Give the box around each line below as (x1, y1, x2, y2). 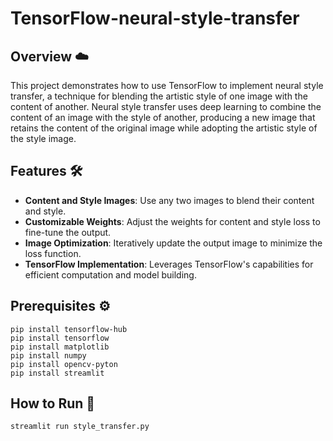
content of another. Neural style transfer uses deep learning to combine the (10, 101, 322, 112)
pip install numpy (10, 350, 87, 361)
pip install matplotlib (10, 342, 110, 352)
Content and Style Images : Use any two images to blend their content (24, 194, 315, 206)
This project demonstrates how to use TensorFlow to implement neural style (10, 80, 324, 91)
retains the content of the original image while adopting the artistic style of (10, 122, 318, 134)
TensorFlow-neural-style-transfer (10, 7, 300, 30)
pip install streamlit (10, 368, 105, 378)
